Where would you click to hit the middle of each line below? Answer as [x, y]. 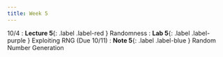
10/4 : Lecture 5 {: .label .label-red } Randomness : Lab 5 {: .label [99, 33]
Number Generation [36, 47]
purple [17, 40]
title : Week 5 [28, 13]
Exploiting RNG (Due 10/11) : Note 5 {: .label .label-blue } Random [124, 40]
